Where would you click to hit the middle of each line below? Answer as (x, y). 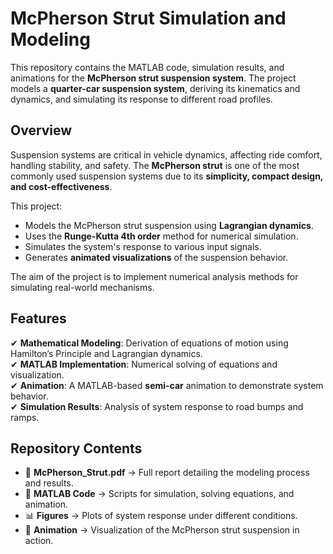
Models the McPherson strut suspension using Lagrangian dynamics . (169, 225)
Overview (41, 130)
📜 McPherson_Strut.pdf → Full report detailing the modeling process (167, 473)
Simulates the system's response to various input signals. (143, 246)
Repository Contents (76, 448)
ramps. (25, 417)
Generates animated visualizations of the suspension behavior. (156, 257)
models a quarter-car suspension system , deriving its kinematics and (155, 88)
